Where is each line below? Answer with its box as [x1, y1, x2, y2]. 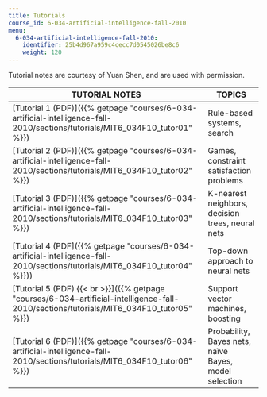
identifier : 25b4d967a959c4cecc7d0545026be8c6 [22, 41, 180, 49]
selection [207, 376, 242, 386]
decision [207, 208, 240, 218]
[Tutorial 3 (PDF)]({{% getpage [12, 193, 129, 203]
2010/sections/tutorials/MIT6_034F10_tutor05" [12, 303, 192, 314]
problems [207, 175, 244, 186]
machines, [207, 303, 246, 314]
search [207, 128, 234, 138]
